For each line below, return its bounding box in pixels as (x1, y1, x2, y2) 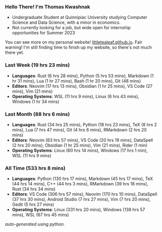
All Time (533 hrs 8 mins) (5, 165, 66, 171)
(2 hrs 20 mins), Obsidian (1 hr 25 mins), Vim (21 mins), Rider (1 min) (12, 142, 147, 148)
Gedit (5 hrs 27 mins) (12, 201, 54, 207)
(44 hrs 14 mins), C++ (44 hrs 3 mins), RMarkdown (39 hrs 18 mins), (12, 181, 148, 187)
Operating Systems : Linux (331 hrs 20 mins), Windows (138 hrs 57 (12, 207, 145, 213)
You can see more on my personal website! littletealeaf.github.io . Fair (5, 39, 143, 45)
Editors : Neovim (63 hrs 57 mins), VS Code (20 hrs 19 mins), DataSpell (12, 137, 153, 143)
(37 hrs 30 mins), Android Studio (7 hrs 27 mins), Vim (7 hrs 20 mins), (12, 197, 151, 202)
